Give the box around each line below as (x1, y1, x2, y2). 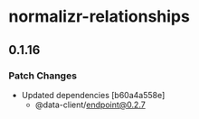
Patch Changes (8, 69, 78, 82)
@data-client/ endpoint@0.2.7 (34, 99, 146, 110)
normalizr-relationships (8, 6, 191, 27)
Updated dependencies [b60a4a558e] (21, 89, 166, 100)
